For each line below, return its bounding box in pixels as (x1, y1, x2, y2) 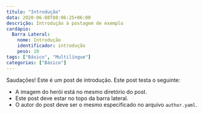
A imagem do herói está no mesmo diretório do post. (15, 88, 147, 95)
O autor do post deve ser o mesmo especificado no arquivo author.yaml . (15, 101, 198, 108)
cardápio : (6, 25, 32, 32)
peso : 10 (17, 49, 40, 55)
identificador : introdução (17, 43, 86, 49)
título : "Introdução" (6, 8, 61, 15)
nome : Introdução (17, 37, 61, 43)
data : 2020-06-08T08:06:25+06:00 (6, 15, 91, 21)
